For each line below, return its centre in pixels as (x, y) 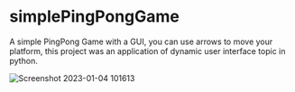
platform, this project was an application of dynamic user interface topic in (147, 51)
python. (23, 60)
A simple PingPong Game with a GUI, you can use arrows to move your (141, 41)
